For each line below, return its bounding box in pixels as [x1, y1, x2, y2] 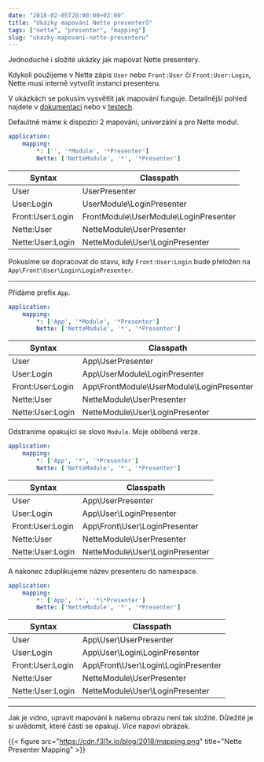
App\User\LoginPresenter [82, 508, 177, 519]
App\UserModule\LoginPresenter [82, 369, 204, 380]
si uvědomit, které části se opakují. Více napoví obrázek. [8, 721, 191, 731]
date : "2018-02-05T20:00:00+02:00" [8, 11, 125, 20]
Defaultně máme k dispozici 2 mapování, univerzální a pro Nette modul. [8, 117, 240, 127]
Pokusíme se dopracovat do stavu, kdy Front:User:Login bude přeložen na [8, 256, 251, 266]
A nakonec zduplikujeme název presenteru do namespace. [8, 566, 199, 576]
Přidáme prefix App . [8, 288, 71, 297]
